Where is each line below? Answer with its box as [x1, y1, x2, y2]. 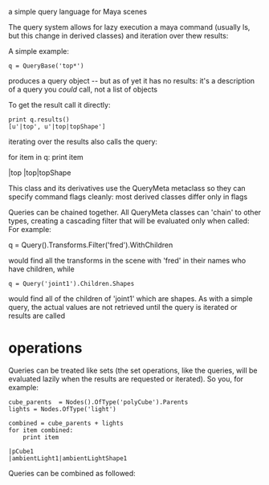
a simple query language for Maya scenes [8, 7, 147, 16]
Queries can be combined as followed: [8, 468, 137, 478]
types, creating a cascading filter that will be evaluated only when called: [8, 216, 250, 226]
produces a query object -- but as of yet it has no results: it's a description [8, 76, 255, 85]
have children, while [8, 264, 75, 274]
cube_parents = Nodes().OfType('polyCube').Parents [8, 397, 189, 406]
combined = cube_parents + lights [8, 419, 124, 427]
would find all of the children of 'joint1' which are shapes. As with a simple [8, 294, 253, 304]
